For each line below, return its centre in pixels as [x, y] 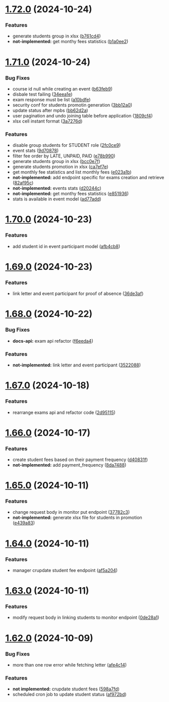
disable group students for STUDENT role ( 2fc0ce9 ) [67, 145]
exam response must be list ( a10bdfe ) [51, 99]
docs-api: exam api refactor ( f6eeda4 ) [53, 341]
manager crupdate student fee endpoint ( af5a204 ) [65, 570]
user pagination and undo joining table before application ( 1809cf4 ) [82, 115]
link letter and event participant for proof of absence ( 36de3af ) [78, 294]
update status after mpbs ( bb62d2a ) [50, 110]
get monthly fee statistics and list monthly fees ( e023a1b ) [72, 172]
